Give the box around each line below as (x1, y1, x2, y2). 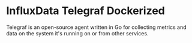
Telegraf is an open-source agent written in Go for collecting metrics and (6, 24, 187, 31)
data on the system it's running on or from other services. (6, 29, 149, 37)
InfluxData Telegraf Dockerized (6, 4, 165, 18)
